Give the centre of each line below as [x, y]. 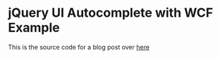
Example [34, 28]
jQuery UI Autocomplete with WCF [111, 13]
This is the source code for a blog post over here [79, 47]
